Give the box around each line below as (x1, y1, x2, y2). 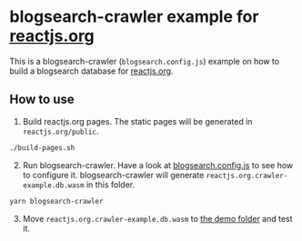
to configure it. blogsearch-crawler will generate (22, 169, 205, 180)
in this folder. (86, 179, 136, 190)
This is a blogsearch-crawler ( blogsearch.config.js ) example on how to (9, 55, 280, 66)
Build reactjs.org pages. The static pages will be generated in (22, 115, 253, 126)
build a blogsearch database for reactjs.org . (9, 65, 174, 76)
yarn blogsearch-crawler (9, 196, 104, 206)
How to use (9, 92, 75, 107)
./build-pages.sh (9, 143, 75, 152)
